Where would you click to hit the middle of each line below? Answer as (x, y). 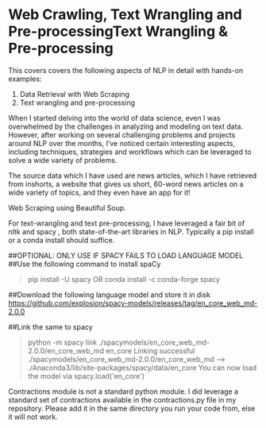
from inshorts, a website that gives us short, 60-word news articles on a (126, 183)
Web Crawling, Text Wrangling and (125, 15)
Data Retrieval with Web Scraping (74, 94)
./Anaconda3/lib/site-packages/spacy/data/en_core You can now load (142, 368)
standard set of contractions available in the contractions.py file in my (122, 399)
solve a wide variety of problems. (63, 160)
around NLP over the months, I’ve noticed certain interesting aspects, (122, 143)
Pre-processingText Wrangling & (118, 31)
